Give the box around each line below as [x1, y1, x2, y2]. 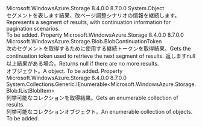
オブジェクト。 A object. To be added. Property [6, 67, 123, 75]
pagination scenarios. [6, 25, 60, 32]
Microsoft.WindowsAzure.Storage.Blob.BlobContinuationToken [6, 38, 162, 45]
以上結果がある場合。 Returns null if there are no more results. [6, 60, 159, 67]
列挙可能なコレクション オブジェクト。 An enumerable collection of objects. [6, 108, 193, 115]
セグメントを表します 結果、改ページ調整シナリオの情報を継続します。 [6, 12, 180, 19]
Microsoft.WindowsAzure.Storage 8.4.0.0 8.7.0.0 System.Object [6, 5, 165, 11]
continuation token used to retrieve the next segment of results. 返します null [6, 52, 196, 60]
